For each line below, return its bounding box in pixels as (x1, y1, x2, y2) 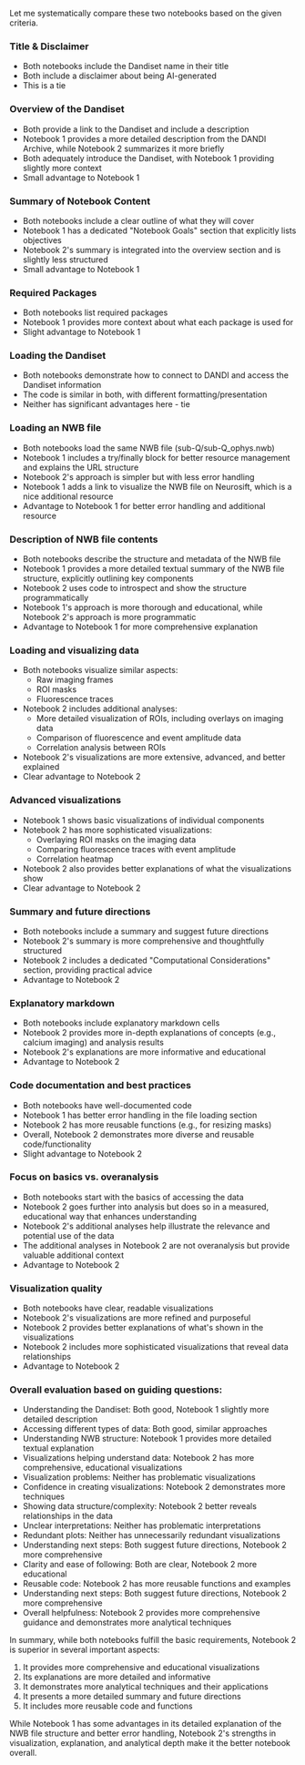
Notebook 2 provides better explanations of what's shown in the (22, 1322, 264, 1333)
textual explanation (22, 1443, 95, 1454)
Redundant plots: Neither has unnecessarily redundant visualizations (22, 1530, 280, 1541)
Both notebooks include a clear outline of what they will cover (22, 215, 255, 226)
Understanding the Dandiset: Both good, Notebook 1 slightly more (22, 1404, 269, 1415)
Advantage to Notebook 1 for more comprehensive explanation (22, 621, 259, 632)
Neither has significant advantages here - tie (22, 399, 191, 410)
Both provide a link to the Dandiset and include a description (22, 123, 249, 135)
